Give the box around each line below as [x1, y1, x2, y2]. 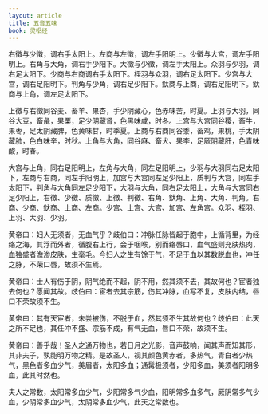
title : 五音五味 [8, 19, 57, 27]
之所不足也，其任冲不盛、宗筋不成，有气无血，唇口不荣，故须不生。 [8, 324, 232, 333]
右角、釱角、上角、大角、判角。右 [147, 193, 260, 203]
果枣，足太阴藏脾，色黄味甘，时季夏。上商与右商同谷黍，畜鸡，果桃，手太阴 [8, 126, 260, 136]
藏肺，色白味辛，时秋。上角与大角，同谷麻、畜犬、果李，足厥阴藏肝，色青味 [8, 136, 260, 146]
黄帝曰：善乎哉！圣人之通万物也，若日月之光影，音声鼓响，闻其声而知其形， [8, 341, 260, 350]
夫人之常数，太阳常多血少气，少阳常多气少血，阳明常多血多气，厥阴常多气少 [8, 388, 260, 397]
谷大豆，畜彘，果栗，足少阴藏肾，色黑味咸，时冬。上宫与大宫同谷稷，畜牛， [8, 116, 260, 126]
